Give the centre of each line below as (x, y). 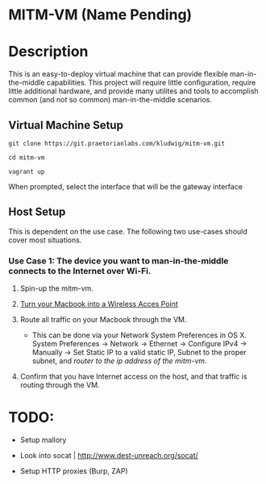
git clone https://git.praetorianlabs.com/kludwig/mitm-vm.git (117, 143)
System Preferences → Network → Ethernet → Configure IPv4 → (139, 344)
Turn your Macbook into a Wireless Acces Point (99, 304)
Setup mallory (43, 440)
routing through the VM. (60, 385)
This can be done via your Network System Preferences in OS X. (139, 335)
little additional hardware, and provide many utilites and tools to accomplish (134, 91)
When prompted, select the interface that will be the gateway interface (126, 186)
